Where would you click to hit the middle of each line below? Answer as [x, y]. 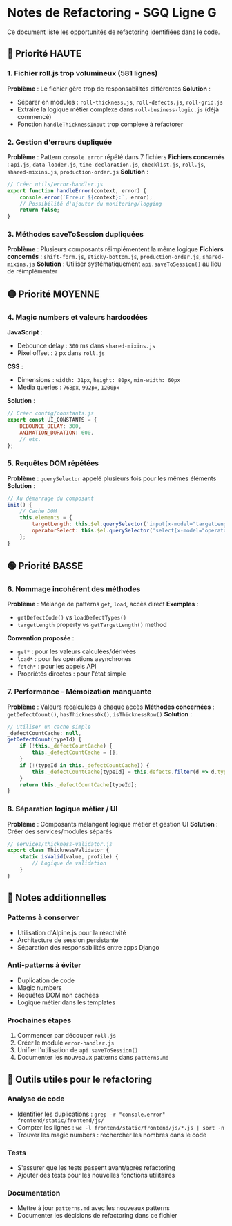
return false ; [40, 210]
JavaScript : [25, 332]
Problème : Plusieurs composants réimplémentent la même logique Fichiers [115, 249]
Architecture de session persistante [68, 940]
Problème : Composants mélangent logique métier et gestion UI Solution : [113, 824]
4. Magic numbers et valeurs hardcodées [78, 317]
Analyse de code [36, 1099]
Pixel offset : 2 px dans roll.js [61, 353]
